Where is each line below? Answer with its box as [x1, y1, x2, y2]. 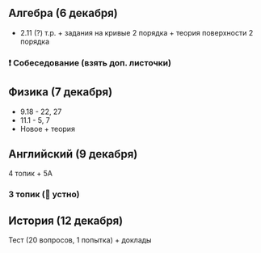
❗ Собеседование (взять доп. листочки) [8, 57, 172, 68]
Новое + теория [19, 124, 75, 133]
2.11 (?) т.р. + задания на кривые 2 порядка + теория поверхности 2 [19, 27, 254, 37]
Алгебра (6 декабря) [8, 6, 119, 20]
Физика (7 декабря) [8, 85, 113, 99]
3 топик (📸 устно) [8, 189, 80, 200]
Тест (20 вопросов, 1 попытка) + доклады [8, 235, 152, 245]
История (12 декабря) [8, 213, 124, 227]
